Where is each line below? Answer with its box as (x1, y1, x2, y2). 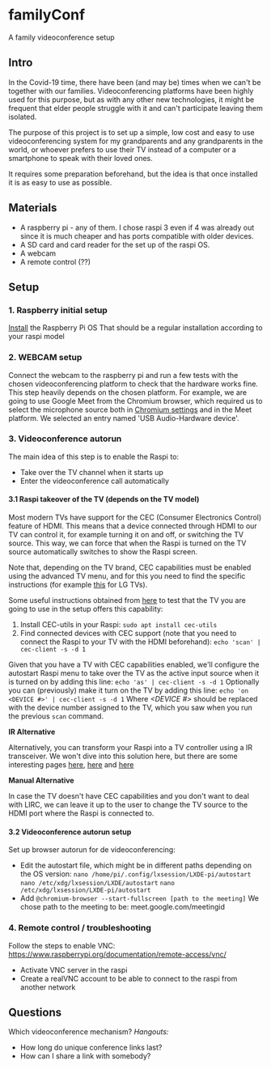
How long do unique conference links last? (19, 1042, 163, 1053)
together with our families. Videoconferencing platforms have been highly (8, 86, 254, 95)
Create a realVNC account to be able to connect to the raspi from (19, 974, 238, 983)
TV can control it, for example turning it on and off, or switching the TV (8, 530, 244, 540)
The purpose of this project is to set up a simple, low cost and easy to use (8, 127, 255, 137)
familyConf (8, 6, 86, 24)
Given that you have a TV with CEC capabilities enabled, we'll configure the (8, 660, 260, 669)
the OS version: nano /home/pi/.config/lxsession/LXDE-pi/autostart (19, 869, 252, 879)
